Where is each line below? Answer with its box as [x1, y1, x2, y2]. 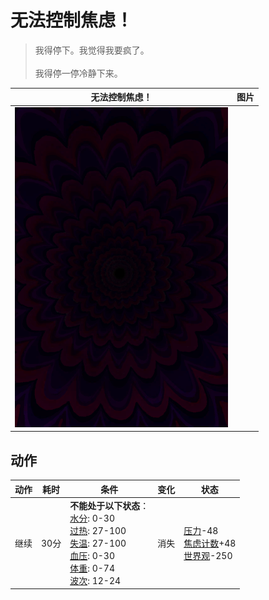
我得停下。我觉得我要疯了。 [34, 44, 150, 56]
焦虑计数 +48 [183, 537, 237, 549]
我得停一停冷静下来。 [34, 67, 123, 79]
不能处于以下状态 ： [69, 499, 150, 511]
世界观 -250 [183, 549, 233, 561]
